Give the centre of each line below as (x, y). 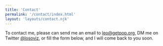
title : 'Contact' (23, 10)
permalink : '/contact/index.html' (41, 14)
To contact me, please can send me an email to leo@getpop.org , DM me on (82, 33)
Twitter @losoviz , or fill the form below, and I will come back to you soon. (79, 38)
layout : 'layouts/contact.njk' (37, 19)
